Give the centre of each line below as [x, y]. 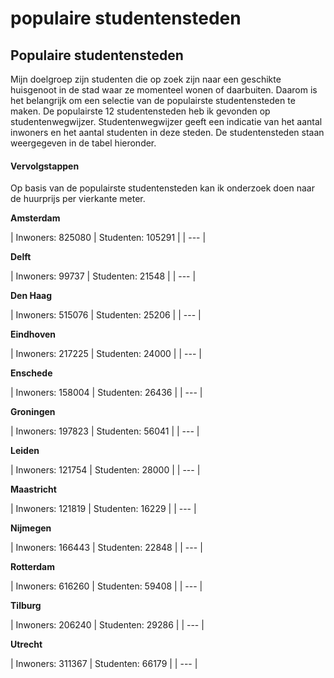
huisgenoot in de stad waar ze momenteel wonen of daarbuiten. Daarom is [164, 90]
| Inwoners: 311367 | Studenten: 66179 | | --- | [104, 664]
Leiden [25, 451]
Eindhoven [33, 334]
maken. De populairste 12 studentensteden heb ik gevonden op [140, 111]
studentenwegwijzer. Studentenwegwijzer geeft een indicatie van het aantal [166, 121]
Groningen [33, 412]
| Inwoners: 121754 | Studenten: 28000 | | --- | [105, 470]
